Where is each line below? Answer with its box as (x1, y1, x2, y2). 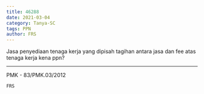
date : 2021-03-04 (6, 14, 50, 20)
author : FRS (6, 31, 36, 37)
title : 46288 (6, 8, 39, 15)
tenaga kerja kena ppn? (6, 54, 65, 61)
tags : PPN (6, 25, 32, 32)
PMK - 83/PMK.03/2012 (6, 72, 66, 79)
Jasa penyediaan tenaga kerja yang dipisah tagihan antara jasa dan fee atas (6, 48, 196, 55)
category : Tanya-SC (6, 20, 56, 26)
